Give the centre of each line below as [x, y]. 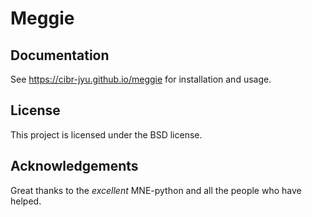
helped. [26, 201]
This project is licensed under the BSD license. [106, 134]
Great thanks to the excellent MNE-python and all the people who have [156, 190]
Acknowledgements [74, 166]
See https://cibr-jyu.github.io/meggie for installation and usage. [141, 79]
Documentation [60, 55]
